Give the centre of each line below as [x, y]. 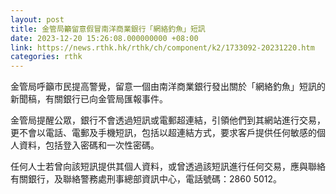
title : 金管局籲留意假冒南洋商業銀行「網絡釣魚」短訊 [108, 29]
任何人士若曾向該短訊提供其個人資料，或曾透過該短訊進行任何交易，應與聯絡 [168, 167]
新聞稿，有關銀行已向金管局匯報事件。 [89, 99]
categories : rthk [46, 57]
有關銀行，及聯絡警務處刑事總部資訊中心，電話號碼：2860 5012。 [146, 179]
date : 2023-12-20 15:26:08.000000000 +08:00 [104, 38]
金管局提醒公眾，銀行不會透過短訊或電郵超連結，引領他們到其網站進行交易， [168, 120]
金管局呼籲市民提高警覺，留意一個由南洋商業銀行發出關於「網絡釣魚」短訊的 [168, 87]
